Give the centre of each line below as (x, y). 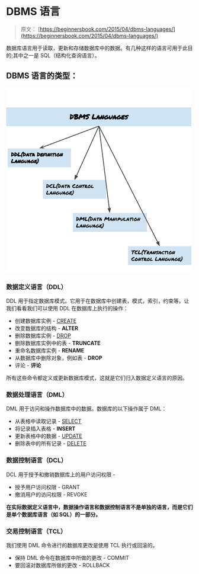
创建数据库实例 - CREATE (46, 321)
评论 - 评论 (28, 365)
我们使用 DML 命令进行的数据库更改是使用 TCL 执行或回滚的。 (82, 545)
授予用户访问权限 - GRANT (47, 487)
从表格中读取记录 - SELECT (48, 421)
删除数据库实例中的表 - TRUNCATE (57, 343)
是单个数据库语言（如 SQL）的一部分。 (54, 514)
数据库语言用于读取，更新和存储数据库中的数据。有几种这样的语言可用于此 (97, 48)
